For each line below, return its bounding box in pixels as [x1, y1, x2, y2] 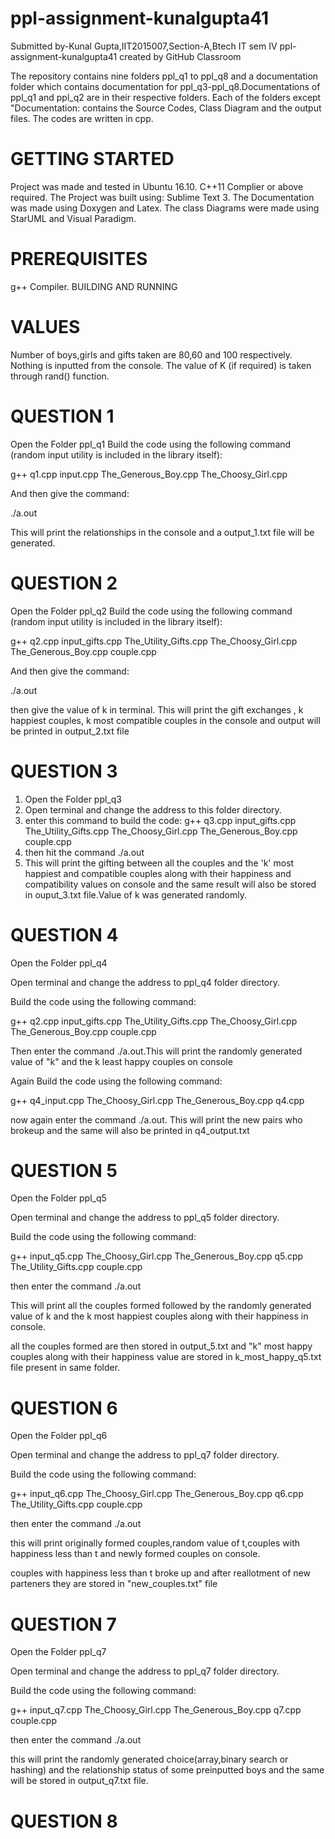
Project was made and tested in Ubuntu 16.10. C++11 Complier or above [10, 180, 304, 192]
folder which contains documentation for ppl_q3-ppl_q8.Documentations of [10, 80, 321, 92]
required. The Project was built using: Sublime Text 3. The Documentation [10, 191, 315, 203]
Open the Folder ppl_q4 [10, 957, 108, 969]
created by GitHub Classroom [119, 50, 242, 62]
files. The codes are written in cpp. [10, 112, 154, 124]
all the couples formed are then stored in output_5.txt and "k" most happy [10, 1340, 313, 1352]
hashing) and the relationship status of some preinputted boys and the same [10, 1764, 325, 1776]
